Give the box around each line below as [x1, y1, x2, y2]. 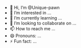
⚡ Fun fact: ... [9, 38, 37, 44]
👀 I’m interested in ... [9, 10, 52, 16]
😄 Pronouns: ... [9, 33, 42, 39]
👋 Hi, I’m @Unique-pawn [9, 5, 60, 10]
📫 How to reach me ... [9, 26, 55, 31]
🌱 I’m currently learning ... [9, 15, 62, 21]
